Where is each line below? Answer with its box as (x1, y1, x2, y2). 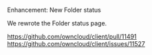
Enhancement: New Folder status (7, 6, 101, 14)
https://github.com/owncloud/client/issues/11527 (7, 40, 146, 47)
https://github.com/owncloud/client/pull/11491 (7, 32, 137, 41)
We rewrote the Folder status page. (7, 19, 107, 27)
